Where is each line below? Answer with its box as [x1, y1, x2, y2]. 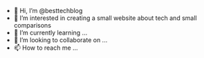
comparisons [13, 21, 52, 29]
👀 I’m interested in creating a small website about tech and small [13, 14, 197, 22]
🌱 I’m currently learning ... [13, 28, 88, 37]
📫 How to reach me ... [13, 43, 78, 52]
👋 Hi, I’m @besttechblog [13, 7, 83, 14]
